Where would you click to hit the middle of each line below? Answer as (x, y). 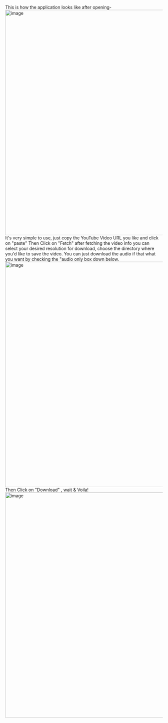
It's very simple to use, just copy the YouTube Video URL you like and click (82, 238)
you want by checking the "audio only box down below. (62, 259)
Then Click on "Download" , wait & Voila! (47, 490)
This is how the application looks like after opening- (58, 7)
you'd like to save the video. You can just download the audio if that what (80, 254)
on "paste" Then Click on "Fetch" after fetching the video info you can (77, 243)
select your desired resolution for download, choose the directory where (80, 248)
